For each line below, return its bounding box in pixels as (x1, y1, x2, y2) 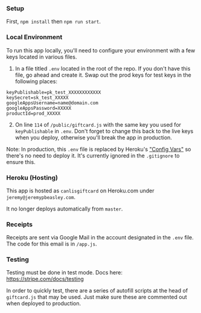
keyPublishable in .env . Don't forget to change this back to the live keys (14, 127, 194, 134)
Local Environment (6, 33, 63, 42)
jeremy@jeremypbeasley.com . (6, 193, 76, 200)
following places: (14, 77, 57, 85)
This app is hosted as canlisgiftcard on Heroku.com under (6, 187, 155, 194)
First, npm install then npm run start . (6, 18, 101, 25)
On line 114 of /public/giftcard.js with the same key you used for (14, 121, 182, 128)
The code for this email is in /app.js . (6, 240, 97, 248)
